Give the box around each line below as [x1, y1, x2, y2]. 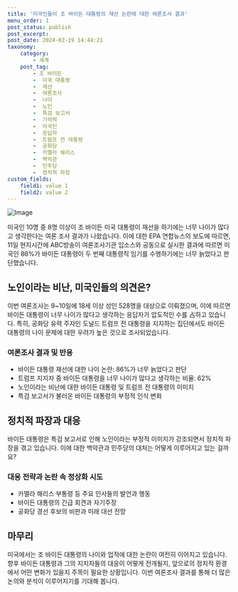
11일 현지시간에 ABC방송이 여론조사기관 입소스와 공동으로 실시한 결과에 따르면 [7, 241, 223, 249]
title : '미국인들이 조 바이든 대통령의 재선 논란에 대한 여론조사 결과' [7, 10, 188, 18]
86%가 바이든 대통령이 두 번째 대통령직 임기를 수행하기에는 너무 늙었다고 [20, 249, 222, 258]
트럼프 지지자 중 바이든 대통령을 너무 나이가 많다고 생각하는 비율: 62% [17, 374, 212, 382]
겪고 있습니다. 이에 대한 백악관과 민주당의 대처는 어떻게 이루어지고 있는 [20, 443, 216, 452]
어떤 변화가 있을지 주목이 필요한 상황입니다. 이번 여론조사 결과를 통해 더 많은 [20, 568, 231, 576]
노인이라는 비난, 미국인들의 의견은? [7, 281, 151, 294]
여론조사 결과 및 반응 [7, 348, 73, 357]
